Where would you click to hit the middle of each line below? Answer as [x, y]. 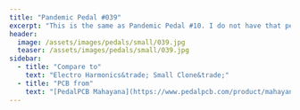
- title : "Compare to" [59, 67]
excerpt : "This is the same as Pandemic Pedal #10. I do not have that [145, 26]
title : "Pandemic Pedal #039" [66, 17]
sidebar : [25, 59]
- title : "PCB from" [55, 83]
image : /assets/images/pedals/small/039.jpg [101, 42]
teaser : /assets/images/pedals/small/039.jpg [104, 51]
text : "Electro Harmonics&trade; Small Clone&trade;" [127, 75]
